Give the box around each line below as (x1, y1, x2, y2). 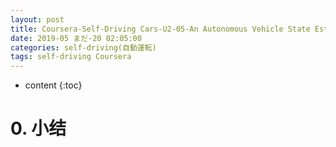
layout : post (10, 14, 65, 25)
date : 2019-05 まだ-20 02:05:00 (10, 33, 142, 43)
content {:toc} (24, 79, 83, 91)
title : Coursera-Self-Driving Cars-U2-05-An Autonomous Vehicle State (10, 24, 311, 34)
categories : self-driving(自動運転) (10, 42, 157, 53)
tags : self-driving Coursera (10, 52, 132, 62)
